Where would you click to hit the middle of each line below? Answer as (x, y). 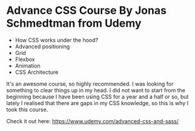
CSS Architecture (37, 72)
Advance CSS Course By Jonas (86, 11)
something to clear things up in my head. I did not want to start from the (96, 90)
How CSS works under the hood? (57, 40)
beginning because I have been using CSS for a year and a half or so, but (97, 97)
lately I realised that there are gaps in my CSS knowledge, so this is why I (97, 103)
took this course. (27, 109)
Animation (28, 65)
